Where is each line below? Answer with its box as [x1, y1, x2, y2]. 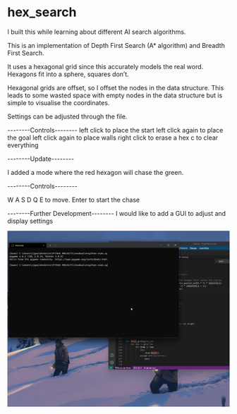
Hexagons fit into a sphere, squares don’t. [7, 70, 129, 78]
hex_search [7, 4, 77, 20]
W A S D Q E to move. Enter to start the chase [7, 195, 140, 204]
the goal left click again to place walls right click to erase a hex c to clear [7, 133, 219, 142]
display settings [7, 217, 54, 225]
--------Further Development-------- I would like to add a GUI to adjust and [7, 209, 226, 217]
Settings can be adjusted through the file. [7, 112, 128, 121]
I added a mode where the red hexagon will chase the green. [7, 168, 184, 176]
